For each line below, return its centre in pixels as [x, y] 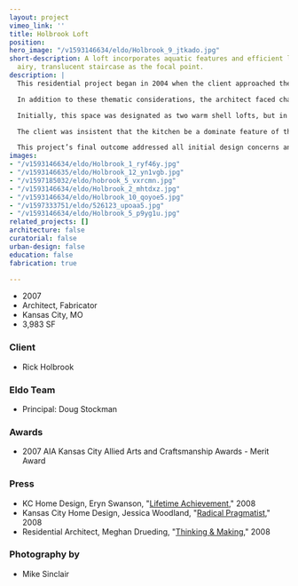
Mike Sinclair [45, 574]
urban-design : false [47, 246]
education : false [41, 255]
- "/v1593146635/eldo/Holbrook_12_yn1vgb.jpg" [97, 172]
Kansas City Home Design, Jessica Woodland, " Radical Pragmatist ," [146, 512]
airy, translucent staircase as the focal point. [110, 67]
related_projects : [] [49, 222]
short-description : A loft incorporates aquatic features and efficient [146, 59]
